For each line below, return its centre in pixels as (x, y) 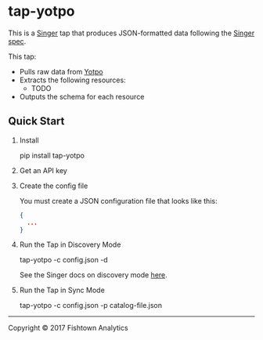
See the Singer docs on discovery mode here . (94, 275)
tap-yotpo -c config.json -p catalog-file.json (91, 306)
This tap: (22, 56)
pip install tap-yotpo (52, 155)
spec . (17, 41)
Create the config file (54, 186)
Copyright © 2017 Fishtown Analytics (68, 328)
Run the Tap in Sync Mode (62, 290)
